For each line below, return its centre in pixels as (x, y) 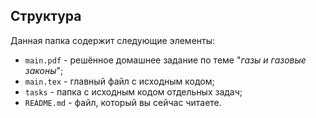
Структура (46, 16)
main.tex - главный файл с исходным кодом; (119, 81)
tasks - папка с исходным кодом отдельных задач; (133, 91)
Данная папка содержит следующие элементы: (113, 40)
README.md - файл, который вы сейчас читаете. (123, 102)
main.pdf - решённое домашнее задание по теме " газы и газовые (165, 60)
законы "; (44, 70)
